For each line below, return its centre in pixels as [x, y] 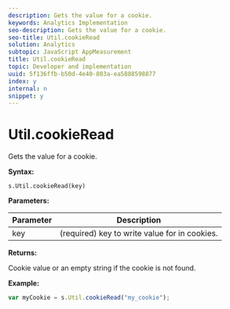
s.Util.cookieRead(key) [47, 186]
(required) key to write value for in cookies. [139, 234]
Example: [24, 283]
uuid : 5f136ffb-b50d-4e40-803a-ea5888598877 [82, 74]
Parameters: [29, 200]
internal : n [27, 88]
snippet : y [26, 96]
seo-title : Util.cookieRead [54, 37]
